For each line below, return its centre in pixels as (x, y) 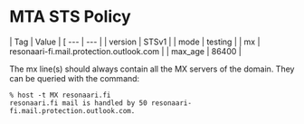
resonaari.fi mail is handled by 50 (78, 103)
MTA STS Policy (70, 17)
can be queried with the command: (75, 78)
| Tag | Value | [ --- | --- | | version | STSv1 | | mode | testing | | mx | (135, 42)
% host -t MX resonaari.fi (60, 95)
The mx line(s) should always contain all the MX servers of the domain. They (152, 69)
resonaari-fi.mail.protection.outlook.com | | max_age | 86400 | (125, 51)
